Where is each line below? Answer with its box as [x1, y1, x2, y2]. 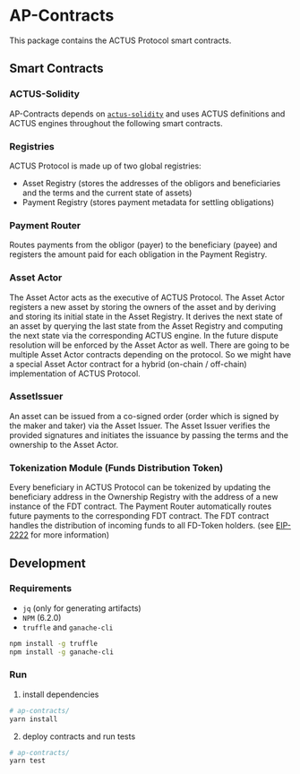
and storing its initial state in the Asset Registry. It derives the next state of [9, 311, 284, 322]
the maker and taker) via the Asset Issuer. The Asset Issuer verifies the [9, 420, 270, 431]
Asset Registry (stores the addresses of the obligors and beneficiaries [21, 177, 281, 188]
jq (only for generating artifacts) [21, 602, 141, 614]
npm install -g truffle [9, 639, 99, 648]
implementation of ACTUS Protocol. [9, 368, 141, 379]
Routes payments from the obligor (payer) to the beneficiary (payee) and [9, 239, 278, 251]
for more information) [30, 529, 110, 540]
